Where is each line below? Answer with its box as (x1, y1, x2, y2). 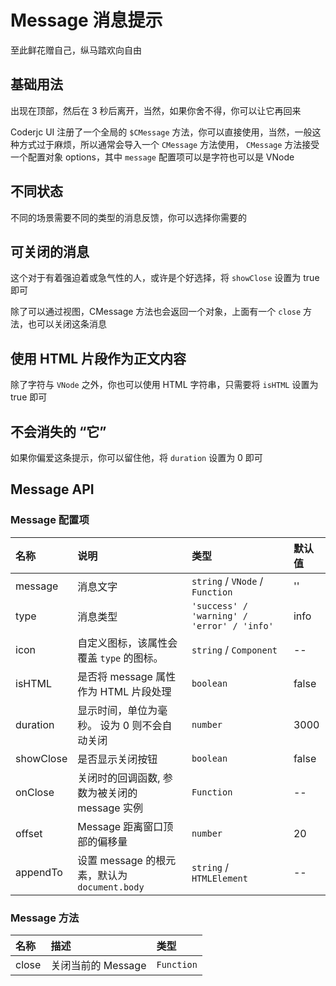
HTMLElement (191, 872, 248, 884)
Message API (10, 481, 95, 498)
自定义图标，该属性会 (77, 636, 178, 650)
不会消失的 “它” (10, 423, 107, 440)
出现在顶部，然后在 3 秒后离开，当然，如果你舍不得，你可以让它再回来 (10, 104, 302, 116)
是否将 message (77, 669, 153, 683)
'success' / (191, 600, 248, 611)
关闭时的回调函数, (77, 771, 161, 785)
